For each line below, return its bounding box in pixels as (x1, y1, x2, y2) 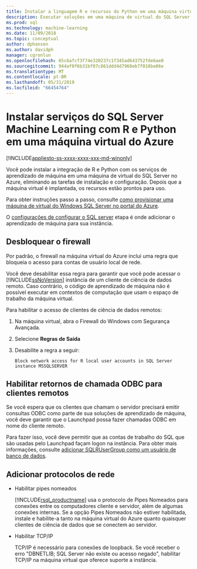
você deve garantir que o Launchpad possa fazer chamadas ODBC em (6, 416, 177, 423)
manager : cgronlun (6, 52, 51, 58)
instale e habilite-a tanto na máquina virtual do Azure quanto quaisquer (14, 515, 186, 522)
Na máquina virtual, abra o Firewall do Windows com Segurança (14, 317, 170, 324)
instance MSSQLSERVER (14, 363, 67, 369)
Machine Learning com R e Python (6, 123, 176, 136)
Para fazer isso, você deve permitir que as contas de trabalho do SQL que (6, 433, 185, 441)
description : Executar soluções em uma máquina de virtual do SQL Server (6, 14, 191, 20)
